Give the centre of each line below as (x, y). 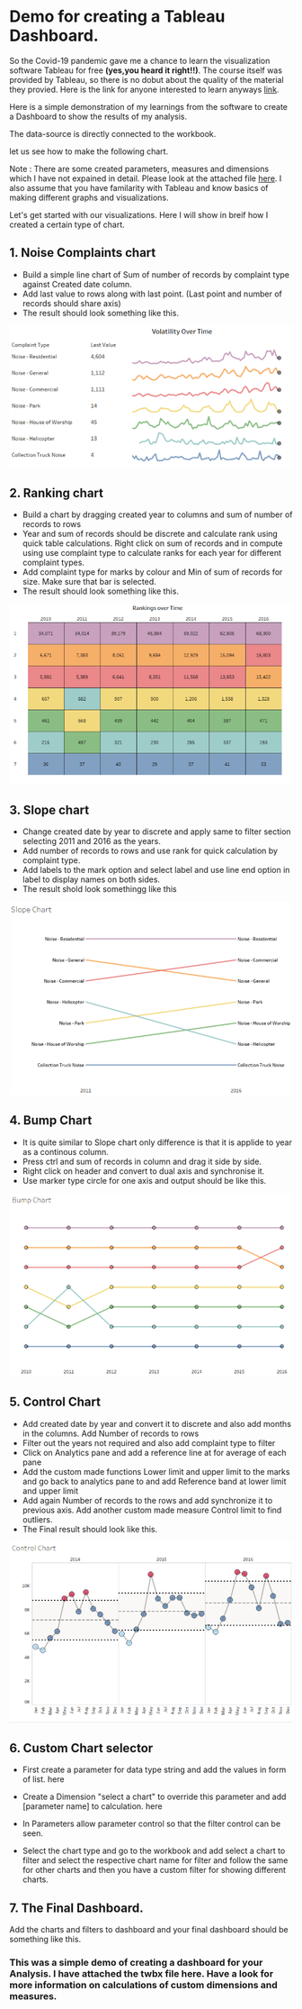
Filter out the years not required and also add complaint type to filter (149, 1442)
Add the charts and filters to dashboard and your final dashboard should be (149, 1930)
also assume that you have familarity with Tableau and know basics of (139, 187)
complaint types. (53, 563)
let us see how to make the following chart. (89, 151)
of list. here (43, 1779)
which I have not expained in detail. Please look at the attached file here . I (146, 178)
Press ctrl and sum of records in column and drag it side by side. (142, 1161)
